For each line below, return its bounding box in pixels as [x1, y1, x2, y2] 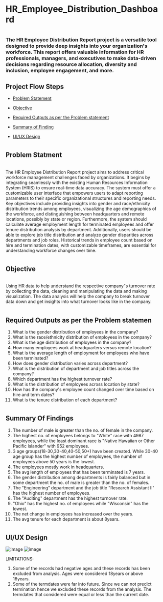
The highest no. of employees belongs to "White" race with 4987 [12, 432, 144, 438]
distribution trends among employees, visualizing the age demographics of [5, 206, 157, 211]
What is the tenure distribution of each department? [12, 397, 117, 403]
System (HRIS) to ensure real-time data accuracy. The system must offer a [5, 184, 156, 190]
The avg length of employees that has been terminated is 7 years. [12, 469, 145, 475]
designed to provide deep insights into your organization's [5, 43, 148, 50]
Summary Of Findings [5, 414, 74, 422]
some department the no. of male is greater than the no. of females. [12, 480, 150, 485]
